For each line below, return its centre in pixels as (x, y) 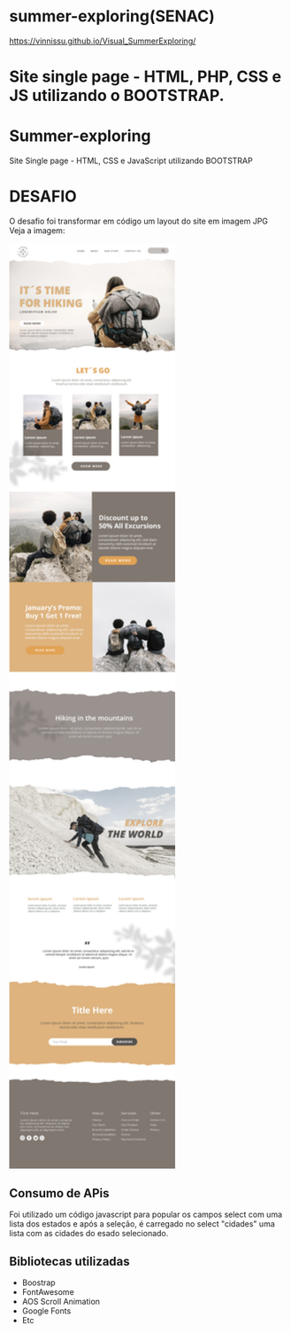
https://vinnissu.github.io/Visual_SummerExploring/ (103, 41)
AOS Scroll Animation (61, 1302)
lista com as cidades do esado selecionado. (89, 1234)
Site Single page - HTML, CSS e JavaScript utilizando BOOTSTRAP (131, 161)
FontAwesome (48, 1292)
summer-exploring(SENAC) (112, 16)
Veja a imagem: (37, 231)
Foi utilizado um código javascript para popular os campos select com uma (146, 1215)
